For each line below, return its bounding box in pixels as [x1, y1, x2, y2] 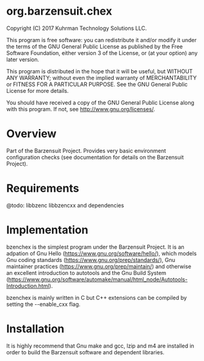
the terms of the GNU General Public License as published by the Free [6, 43, 183, 50]
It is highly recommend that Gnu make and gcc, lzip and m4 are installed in [6, 342, 194, 349]
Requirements [6, 181, 79, 195]
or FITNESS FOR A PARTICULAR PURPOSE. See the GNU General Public [6, 81, 188, 88]
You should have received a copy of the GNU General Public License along [6, 99, 194, 106]
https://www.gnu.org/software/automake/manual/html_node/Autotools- [8, 275, 188, 283]
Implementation [6, 223, 89, 236]
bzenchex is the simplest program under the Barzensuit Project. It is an [6, 243, 184, 250]
